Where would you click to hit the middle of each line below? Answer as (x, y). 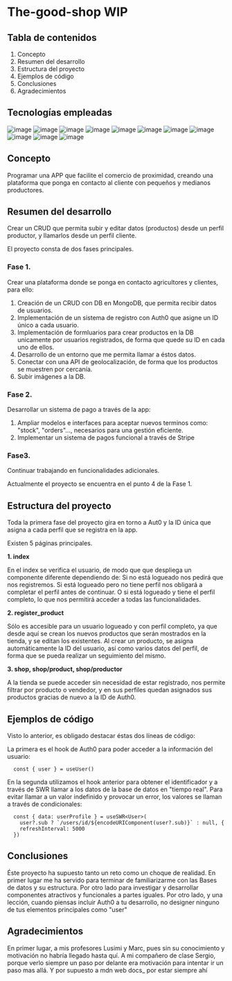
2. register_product (36, 613)
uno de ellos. (36, 347)
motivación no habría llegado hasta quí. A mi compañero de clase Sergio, (111, 955)
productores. (26, 190)
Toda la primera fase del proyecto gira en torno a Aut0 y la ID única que (109, 523)
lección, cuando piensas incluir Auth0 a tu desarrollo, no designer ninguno (113, 902)
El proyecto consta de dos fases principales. (70, 249)
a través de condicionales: (45, 804)
